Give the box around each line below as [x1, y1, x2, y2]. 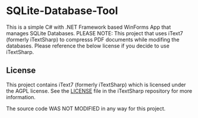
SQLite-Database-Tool [6, 4, 118, 18]
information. [6, 93, 36, 100]
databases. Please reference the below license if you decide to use [6, 42, 170, 49]
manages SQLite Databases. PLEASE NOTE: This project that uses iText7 [6, 29, 183, 36]
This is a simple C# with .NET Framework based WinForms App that [6, 23, 171, 31]
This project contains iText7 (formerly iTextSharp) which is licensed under [6, 81, 186, 88]
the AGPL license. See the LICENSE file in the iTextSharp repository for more [6, 87, 193, 95]
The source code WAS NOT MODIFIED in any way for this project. [6, 104, 166, 112]
